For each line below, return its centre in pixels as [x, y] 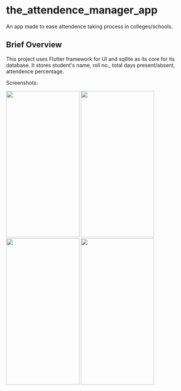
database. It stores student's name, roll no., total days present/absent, [91, 65]
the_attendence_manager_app [82, 10]
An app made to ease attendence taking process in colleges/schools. [90, 26]
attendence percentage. [35, 71]
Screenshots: [22, 83]
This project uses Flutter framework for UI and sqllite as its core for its [90, 59]
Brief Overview [34, 45]
